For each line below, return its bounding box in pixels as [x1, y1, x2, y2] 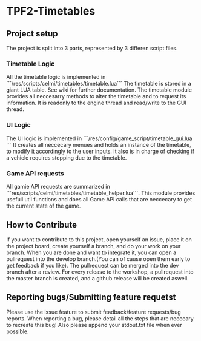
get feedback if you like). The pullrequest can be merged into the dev [6, 262, 179, 269]
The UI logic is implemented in [6, 135, 82, 142]
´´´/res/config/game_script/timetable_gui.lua [83, 135, 193, 142]
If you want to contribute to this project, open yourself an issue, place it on [6, 235, 192, 243]
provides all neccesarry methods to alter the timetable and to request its [6, 93, 186, 100]
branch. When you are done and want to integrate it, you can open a [6, 249, 177, 256]
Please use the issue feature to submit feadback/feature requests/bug [6, 308, 182, 316]
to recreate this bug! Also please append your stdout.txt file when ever [6, 321, 183, 328]
